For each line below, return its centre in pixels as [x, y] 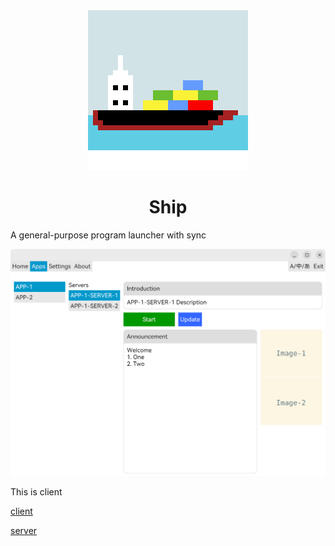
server [24, 530]
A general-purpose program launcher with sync [108, 235]
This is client [36, 491]
